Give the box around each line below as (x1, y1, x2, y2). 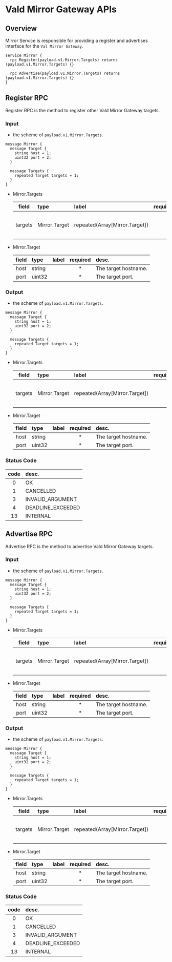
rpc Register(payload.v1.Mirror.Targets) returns (10, 57, 118, 62)
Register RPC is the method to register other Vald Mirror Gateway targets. (5, 107, 160, 113)
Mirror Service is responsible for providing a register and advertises (5, 37, 148, 44)
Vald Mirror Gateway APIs (5, 4, 117, 15)
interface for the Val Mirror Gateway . (5, 43, 83, 49)
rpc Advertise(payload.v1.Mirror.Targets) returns (10, 71, 120, 76)
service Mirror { (5, 53, 42, 58)
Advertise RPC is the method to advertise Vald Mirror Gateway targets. (5, 543, 154, 549)
